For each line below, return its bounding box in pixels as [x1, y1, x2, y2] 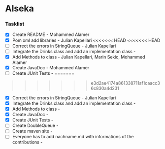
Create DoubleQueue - [12, 122, 59, 128]
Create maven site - [12, 128, 53, 134]
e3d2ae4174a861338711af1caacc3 [91, 80, 160, 86]
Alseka [5, 3, 34, 14]
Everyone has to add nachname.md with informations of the [12, 134, 134, 140]
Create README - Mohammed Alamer [12, 31, 90, 37]
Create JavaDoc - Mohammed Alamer [12, 64, 90, 70]
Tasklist [5, 21, 25, 28]
